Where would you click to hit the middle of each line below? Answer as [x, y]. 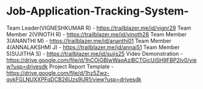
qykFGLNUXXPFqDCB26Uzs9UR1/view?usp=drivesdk [74, 79]
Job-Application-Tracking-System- [98, 11]
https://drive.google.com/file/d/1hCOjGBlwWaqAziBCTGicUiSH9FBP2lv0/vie [102, 60]
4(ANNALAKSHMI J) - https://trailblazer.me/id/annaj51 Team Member [93, 47]
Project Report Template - [81, 66]
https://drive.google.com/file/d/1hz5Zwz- [58, 73]
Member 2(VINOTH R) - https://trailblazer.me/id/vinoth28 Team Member [97, 34]
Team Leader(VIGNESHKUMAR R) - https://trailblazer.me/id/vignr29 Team [99, 28]
